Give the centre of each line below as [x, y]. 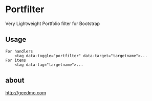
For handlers [19, 51]
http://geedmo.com [26, 92]
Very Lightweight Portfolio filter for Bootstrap [53, 23]
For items [16, 60]
